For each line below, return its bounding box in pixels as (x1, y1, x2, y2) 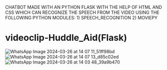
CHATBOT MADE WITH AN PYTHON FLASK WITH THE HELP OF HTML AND (5, 4, 162, 10)
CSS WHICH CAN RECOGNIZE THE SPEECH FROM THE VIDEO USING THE (5, 9, 160, 15)
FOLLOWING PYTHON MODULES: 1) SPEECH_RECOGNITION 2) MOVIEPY (5, 15, 157, 20)
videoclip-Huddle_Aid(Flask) (5, 32, 127, 44)
